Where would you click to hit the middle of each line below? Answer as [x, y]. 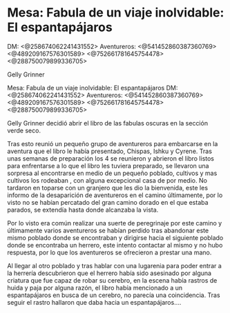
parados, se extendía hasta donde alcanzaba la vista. [83, 210]
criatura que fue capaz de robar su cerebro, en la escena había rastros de [112, 280]
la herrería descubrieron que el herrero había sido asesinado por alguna [109, 273]
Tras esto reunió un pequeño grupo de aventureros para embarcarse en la [113, 143]
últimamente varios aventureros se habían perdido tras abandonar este [108, 230]
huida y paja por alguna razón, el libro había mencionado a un [95, 287]
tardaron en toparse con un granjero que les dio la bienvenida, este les [108, 188]
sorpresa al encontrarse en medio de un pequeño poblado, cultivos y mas [112, 173]
